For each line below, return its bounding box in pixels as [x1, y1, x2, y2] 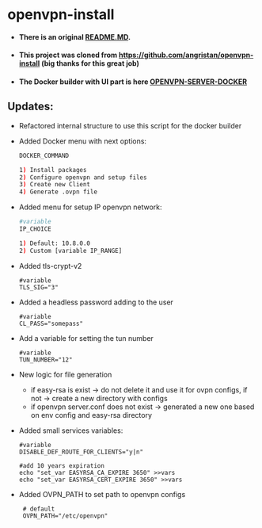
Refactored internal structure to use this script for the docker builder [18, 121, 242, 130]
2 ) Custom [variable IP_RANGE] [18, 247, 123, 254]
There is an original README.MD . [18, 32, 131, 41]
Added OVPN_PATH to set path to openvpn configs [18, 489, 186, 499]
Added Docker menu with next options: [18, 136, 147, 146]
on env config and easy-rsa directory [30, 410, 152, 419]
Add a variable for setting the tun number [18, 333, 154, 342]
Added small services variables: [18, 426, 123, 435]
